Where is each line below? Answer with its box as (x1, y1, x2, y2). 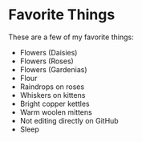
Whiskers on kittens (19, 90, 86, 99)
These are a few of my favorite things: (8, 32, 134, 42)
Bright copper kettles (19, 99, 90, 108)
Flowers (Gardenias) (19, 64, 87, 74)
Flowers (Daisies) (19, 47, 78, 57)
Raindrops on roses (19, 82, 85, 91)
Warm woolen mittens (19, 107, 92, 117)
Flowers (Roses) (19, 56, 74, 66)
